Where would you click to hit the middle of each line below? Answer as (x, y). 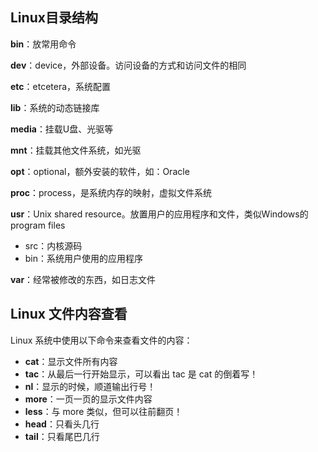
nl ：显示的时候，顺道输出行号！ (90, 386)
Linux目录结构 (54, 18)
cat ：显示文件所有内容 (71, 361)
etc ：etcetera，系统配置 (61, 86)
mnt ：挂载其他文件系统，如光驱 (76, 150)
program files (38, 225)
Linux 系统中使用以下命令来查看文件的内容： (101, 340)
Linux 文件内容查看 (69, 314)
